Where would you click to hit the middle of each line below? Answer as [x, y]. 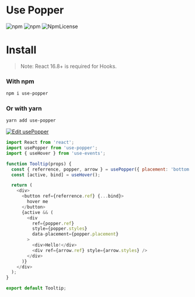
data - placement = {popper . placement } [75, 234]
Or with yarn [24, 108]
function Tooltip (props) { [39, 164]
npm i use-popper [27, 94]
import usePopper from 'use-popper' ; [52, 148]
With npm [20, 81]
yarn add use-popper [31, 120]
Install [21, 50]
